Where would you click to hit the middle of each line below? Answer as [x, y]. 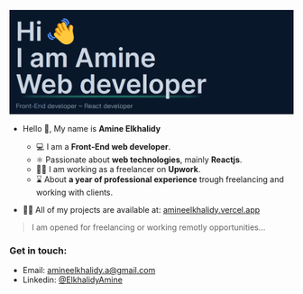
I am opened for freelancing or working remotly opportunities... [148, 227]
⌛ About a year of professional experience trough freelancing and [160, 179]
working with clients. [74, 192]
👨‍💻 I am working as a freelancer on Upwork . [118, 169]
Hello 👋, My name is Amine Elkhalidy [92, 128]
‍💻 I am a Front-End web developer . [103, 146]
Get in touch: [38, 251]
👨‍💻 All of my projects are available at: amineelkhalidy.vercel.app [141, 209]
